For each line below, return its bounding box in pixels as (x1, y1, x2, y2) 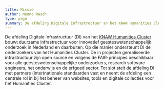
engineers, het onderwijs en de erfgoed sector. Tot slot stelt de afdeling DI (5, 65, 155, 71)
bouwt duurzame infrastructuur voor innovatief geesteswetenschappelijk (5, 39, 152, 45)
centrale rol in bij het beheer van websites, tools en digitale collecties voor (5, 75, 155, 81)
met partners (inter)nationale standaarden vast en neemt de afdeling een (5, 70, 151, 76)
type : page (5, 16, 27, 21)
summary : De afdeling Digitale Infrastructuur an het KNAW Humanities (5, 20, 152, 26)
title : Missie (5, 7, 34, 12)
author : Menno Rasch (5, 12, 47, 17)
